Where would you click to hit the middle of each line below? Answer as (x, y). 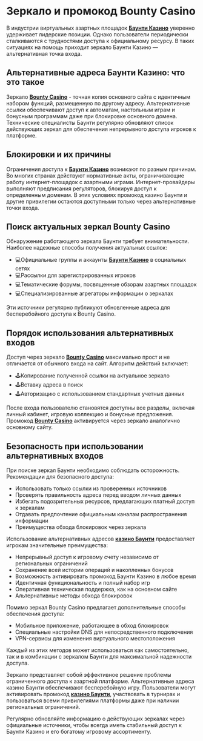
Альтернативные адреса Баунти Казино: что (96, 73)
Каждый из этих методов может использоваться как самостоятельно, (98, 650)
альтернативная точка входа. (44, 53)
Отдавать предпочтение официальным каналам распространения (101, 514)
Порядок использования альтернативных (90, 333)
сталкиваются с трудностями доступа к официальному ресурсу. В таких (101, 41)
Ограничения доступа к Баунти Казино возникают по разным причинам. (101, 169)
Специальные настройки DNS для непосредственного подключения (104, 632)
